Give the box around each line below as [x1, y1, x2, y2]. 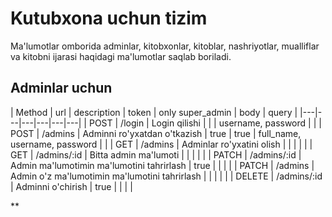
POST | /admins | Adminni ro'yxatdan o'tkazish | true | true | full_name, [10, 127, 302, 139]
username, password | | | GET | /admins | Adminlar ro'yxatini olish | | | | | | [10, 138, 313, 150]
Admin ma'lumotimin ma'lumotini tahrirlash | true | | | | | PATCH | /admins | [10, 159, 315, 171]
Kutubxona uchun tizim [10, 7, 208, 30]
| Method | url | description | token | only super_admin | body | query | [10, 106, 298, 118]
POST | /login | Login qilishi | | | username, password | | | [88, 117, 322, 129]
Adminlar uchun [10, 80, 113, 97]
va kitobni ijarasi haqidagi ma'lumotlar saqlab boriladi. [10, 50, 232, 62]
